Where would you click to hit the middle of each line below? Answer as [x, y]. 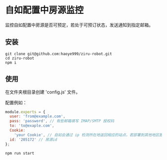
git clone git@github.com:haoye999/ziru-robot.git [59, 54]
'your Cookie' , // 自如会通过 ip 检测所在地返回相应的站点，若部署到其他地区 [87, 135]
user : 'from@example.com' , [38, 117]
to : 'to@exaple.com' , [32, 126]
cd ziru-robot [20, 58]
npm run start [20, 153]
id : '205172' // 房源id [34, 140]
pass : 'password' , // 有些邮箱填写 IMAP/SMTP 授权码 [62, 121]
